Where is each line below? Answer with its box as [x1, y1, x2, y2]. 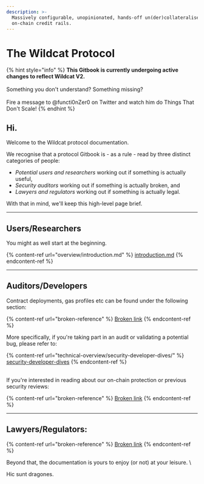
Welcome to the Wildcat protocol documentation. [6, 139, 129, 146]
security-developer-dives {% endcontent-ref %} [6, 358, 127, 365]
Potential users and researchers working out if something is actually [15, 169, 186, 176]
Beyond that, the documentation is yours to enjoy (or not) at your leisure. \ [6, 458, 191, 466]
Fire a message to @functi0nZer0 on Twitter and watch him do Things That [6, 98, 194, 106]
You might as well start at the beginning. [6, 239, 107, 247]
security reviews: [6, 383, 50, 390]
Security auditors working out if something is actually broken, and [15, 182, 180, 189]
